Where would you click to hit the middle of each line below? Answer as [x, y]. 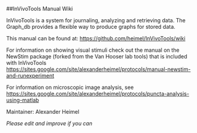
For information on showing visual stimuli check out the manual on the [93, 50]
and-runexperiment [30, 76]
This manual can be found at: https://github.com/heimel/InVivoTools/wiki [96, 38]
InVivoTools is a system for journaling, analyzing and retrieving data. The [96, 20]
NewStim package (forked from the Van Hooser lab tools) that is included [97, 56]
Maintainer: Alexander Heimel [43, 112]
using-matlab [23, 100]
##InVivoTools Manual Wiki [40, 9]
